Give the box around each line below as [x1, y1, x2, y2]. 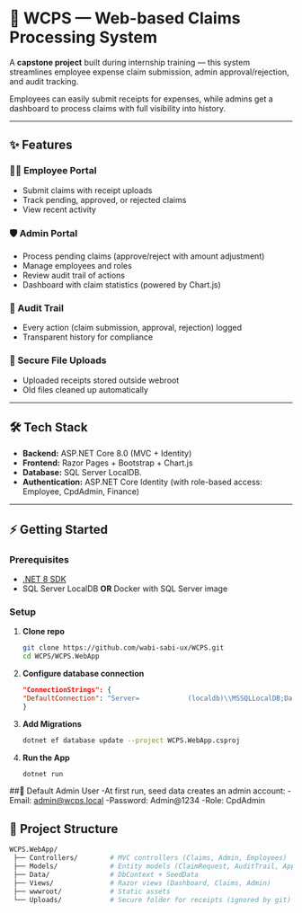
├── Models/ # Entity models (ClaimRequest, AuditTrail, [13, 862, 280, 871]
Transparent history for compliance [22, 332, 154, 342]
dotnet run [22, 769, 64, 778]
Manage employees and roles [22, 260, 132, 270]
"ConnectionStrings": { [22, 686, 112, 695]
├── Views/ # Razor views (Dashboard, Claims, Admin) [13, 878, 271, 888]
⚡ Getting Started [9, 521, 108, 537]
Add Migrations [22, 718, 83, 729]
